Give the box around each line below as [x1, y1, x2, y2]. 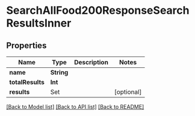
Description [74, 58, 108, 66]
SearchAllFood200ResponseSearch [6, 4, 190, 17]
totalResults [9, 78, 45, 86]
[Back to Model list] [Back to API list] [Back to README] [6, 103, 144, 110]
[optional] [114, 88, 142, 96]
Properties [6, 40, 47, 50]
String [50, 69, 69, 76]
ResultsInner [6, 16, 72, 30]
